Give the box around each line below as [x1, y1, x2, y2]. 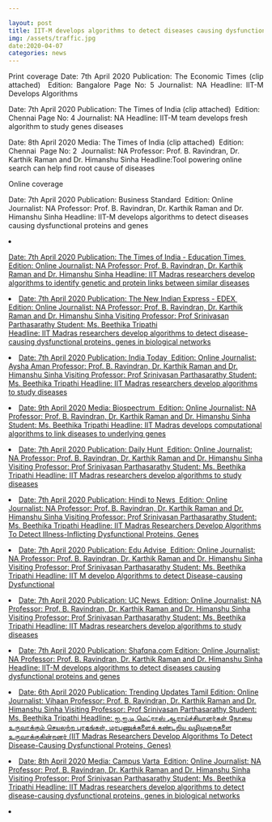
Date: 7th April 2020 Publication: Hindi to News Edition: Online [19, 495, 228, 504]
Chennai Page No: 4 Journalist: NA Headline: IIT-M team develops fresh [8, 113, 249, 123]
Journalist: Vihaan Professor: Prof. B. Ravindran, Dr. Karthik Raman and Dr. [8, 696, 257, 706]
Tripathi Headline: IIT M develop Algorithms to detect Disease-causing [8, 571, 243, 581]
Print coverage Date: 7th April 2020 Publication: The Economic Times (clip [8, 71, 264, 81]
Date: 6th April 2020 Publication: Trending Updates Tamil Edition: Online [19, 687, 259, 697]
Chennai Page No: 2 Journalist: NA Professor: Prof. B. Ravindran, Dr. [8, 146, 240, 156]
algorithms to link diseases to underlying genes [8, 429, 166, 439]
